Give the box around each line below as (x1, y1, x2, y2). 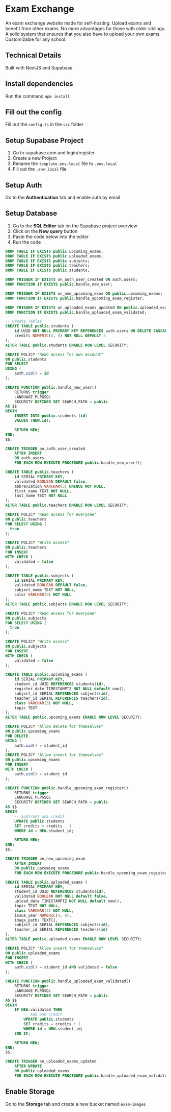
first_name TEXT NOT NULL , (14, 488, 72, 493)
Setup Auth (5, 181, 42, 190)
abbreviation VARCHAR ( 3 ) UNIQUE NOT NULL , (14, 484, 106, 489)
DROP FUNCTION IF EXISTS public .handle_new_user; (5, 282, 113, 287)
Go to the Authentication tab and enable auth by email (5, 195, 121, 200)
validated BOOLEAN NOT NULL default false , (14, 894, 108, 899)
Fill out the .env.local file (12, 166, 67, 172)
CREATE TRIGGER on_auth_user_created (5, 446, 85, 451)
